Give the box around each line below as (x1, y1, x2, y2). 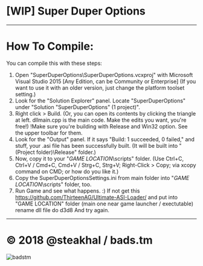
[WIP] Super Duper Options (6, 4, 146, 18)
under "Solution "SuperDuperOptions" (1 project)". (14, 103, 140, 110)
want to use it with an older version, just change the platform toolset (14, 84, 185, 91)
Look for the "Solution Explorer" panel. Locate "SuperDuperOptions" (14, 97, 186, 104)
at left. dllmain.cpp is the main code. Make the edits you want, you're (14, 116, 187, 124)
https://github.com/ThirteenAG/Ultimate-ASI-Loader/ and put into (14, 193, 178, 201)
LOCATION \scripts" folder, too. (14, 181, 92, 188)
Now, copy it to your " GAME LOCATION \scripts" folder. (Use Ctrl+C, (14, 155, 184, 162)
